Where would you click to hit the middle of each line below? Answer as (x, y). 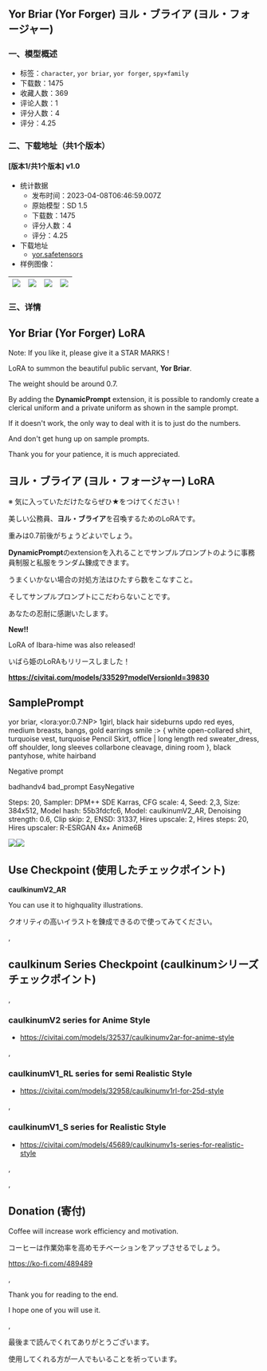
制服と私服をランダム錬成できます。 (74, 562)
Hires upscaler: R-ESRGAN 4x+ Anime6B (75, 828)
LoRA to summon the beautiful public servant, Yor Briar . (100, 368)
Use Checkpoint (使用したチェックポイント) (117, 870)
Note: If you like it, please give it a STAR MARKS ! (89, 352)
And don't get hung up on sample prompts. (79, 439)
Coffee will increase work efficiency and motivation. (94, 1231)
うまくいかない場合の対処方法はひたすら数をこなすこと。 (102, 580)
